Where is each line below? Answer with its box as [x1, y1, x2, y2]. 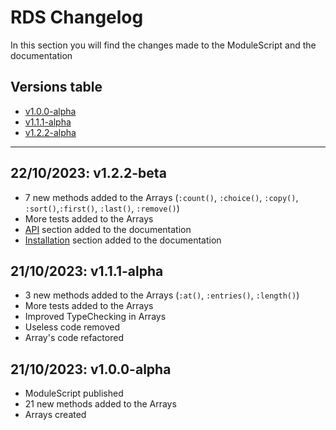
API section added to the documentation [24, 223, 192, 235]
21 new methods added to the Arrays [24, 398, 177, 410]
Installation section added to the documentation [24, 234, 222, 246]
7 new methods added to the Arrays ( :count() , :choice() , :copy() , [24, 191, 299, 203]
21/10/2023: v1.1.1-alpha [10, 262, 164, 280]
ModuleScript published [24, 387, 124, 400]
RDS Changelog [10, 6, 144, 29]
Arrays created [24, 409, 87, 421]
